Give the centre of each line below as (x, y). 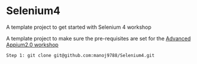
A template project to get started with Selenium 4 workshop (79, 27)
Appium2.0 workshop (33, 45)
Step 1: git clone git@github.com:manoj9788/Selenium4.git (80, 55)
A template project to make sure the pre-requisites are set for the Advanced (98, 38)
